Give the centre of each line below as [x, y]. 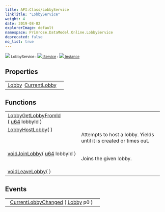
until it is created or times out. [115, 141]
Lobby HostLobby [27, 130]
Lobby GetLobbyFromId [34, 116]
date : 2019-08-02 [23, 23]
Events [16, 189]
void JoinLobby [25, 154]
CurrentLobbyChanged [37, 202]
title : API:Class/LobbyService [37, 10]
